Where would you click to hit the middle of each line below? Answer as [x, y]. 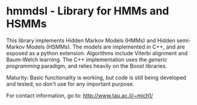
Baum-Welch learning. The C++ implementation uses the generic [87, 59]
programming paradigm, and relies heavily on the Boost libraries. [87, 66]
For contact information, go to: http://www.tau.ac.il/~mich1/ [80, 95]
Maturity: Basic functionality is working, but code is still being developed [96, 77]
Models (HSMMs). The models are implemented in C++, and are [106, 47]
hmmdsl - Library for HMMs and [88, 11]
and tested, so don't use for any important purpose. [70, 84]
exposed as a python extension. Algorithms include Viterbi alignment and [97, 53]
